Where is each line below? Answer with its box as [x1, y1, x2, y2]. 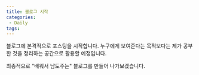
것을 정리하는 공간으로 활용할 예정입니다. [12, 50, 107, 57]
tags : [6, 25, 20, 32]
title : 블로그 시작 [6, 8, 48, 15]
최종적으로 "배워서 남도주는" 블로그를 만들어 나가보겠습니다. [6, 62, 145, 70]
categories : [6, 14, 36, 20]
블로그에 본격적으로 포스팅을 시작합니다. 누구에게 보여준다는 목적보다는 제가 [6, 42, 182, 49]
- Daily [8, 20, 28, 26]
